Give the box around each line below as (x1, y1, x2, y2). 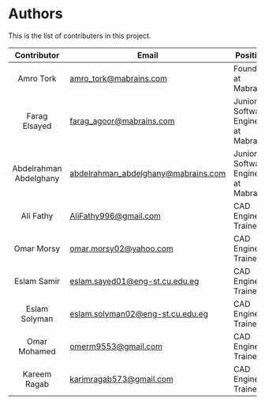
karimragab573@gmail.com (69, 373, 174, 384)
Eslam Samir (14, 275, 61, 286)
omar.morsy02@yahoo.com (69, 243, 174, 254)
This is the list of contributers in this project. (8, 31, 151, 40)
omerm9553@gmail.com (69, 341, 163, 352)
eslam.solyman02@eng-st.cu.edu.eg (69, 308, 209, 319)
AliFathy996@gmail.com (69, 210, 162, 221)
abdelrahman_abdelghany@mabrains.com (69, 168, 226, 179)
